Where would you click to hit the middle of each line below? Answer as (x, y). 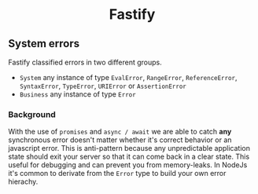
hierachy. (23, 181)
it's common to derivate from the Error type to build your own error (117, 174)
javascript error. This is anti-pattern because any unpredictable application (129, 148)
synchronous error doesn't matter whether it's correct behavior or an (120, 140)
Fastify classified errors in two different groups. (85, 62)
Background (32, 114)
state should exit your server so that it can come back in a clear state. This (129, 157)
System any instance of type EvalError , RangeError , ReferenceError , (128, 77)
